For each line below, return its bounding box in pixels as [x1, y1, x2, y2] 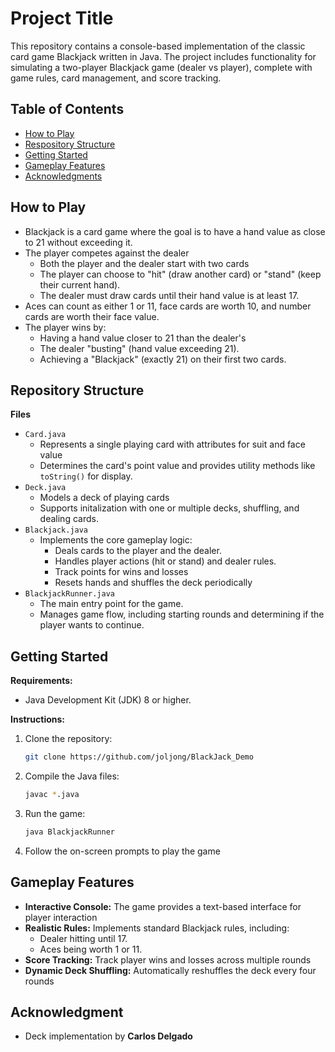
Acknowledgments [24, 170, 103, 182]
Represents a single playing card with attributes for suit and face [39, 438, 306, 451]
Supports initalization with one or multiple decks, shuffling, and [39, 502, 300, 514]
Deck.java [24, 483, 67, 493]
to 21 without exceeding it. [24, 236, 133, 248]
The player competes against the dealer [24, 247, 190, 259]
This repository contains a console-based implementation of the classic [10, 40, 306, 52]
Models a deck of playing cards [39, 492, 170, 504]
